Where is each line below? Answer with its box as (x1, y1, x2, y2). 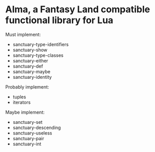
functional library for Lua (5, 14, 114, 26)
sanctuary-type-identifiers (12, 41, 69, 47)
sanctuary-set (12, 119, 43, 125)
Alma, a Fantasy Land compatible (5, 4, 150, 15)
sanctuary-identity (12, 74, 52, 80)
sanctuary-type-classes (12, 52, 64, 58)
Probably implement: (5, 83, 49, 90)
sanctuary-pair (12, 135, 45, 141)
